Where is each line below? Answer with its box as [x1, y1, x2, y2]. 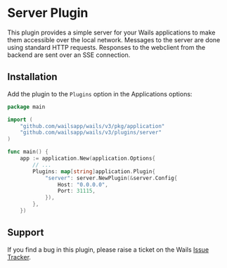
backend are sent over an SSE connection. [7, 51, 131, 59]
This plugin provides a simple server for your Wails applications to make [7, 28, 216, 37]
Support [7, 226, 44, 238]
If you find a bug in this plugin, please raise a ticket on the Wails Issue [7, 245, 209, 254]
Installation [7, 71, 58, 83]
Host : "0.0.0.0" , [57, 181, 109, 188]
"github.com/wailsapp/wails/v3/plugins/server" [20, 129, 162, 136]
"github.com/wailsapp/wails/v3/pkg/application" [20, 122, 165, 129]
